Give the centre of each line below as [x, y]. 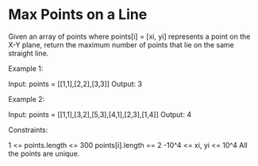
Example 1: [26, 68]
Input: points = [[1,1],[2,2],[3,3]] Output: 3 [75, 84]
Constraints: [28, 130]
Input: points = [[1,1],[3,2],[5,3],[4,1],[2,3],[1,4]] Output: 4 [100, 114]
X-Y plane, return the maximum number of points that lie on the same [121, 44]
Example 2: [27, 99]
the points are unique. [44, 153]
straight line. [29, 53]
